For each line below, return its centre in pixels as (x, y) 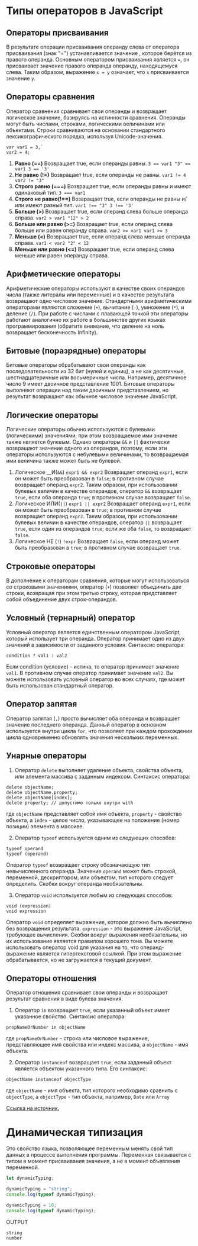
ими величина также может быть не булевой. (64, 461)
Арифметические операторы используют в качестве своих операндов (95, 288)
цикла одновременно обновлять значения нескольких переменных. (92, 737)
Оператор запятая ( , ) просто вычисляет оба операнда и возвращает (93, 718)
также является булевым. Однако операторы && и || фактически (88, 442)
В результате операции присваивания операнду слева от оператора (93, 47)
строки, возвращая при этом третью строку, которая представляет (92, 593)
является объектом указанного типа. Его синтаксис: (81, 1069)
